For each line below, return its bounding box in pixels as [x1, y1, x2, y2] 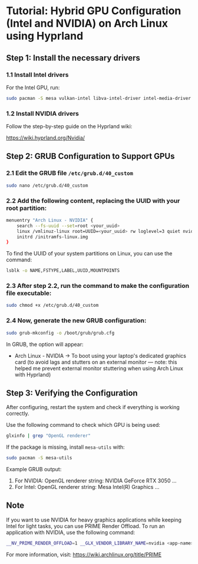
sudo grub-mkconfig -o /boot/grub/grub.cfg [6, 330, 115, 336]
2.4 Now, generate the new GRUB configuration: [6, 316, 147, 325]
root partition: [6, 204, 47, 212]
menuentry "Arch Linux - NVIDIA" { [6, 217, 94, 223]
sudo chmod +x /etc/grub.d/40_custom [6, 303, 99, 309]
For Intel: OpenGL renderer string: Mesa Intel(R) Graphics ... [14, 484, 160, 491]
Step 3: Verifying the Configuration [6, 388, 138, 398]
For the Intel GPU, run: [6, 84, 60, 91]
